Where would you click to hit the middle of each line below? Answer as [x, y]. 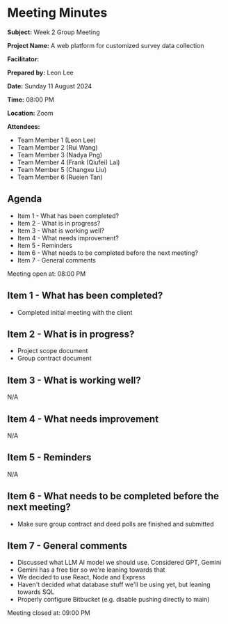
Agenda [25, 199]
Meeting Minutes [57, 13]
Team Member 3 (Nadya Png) [60, 155]
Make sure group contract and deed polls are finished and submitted [115, 524]
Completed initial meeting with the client [75, 312]
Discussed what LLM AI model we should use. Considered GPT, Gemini [119, 563]
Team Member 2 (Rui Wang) [58, 147]
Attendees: [24, 126]
